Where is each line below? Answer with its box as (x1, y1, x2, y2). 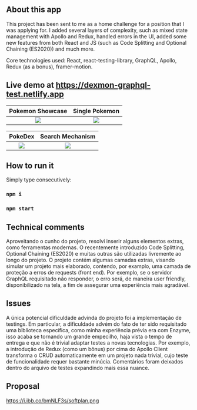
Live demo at (6, 80, 54, 90)
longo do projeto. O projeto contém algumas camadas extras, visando (6, 256, 175, 264)
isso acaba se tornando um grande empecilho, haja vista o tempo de (6, 333, 172, 340)
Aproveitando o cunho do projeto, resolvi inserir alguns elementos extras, (6, 238, 184, 245)
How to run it (6, 161, 54, 171)
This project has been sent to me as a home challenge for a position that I (6, 20, 184, 27)
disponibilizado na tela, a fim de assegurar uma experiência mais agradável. (6, 282, 190, 289)
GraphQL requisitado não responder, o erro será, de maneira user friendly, (6, 275, 186, 282)
